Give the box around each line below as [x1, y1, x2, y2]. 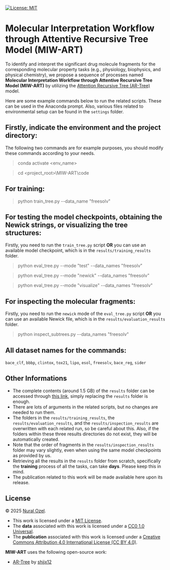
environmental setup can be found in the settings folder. [5, 108, 124, 114]
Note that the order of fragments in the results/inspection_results [12, 441, 154, 448]
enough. [12, 398, 30, 404]
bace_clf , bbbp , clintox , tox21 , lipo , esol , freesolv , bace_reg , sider [5, 360, 146, 365]
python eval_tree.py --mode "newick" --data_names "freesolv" [17, 272, 150, 279]
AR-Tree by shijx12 [12, 559, 52, 565]
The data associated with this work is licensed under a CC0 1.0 [12, 523, 145, 529]
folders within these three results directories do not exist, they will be [12, 431, 157, 437]
